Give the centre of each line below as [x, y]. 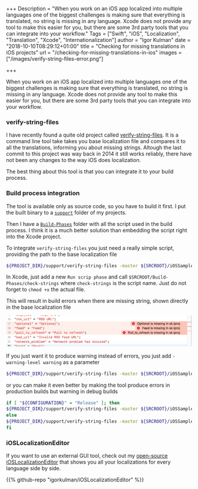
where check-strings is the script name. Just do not [123, 283]
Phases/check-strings [33, 284]
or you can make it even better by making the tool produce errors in [88, 385]
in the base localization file [39, 307]
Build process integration [43, 193]
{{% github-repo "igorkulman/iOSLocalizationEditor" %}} [75, 480]
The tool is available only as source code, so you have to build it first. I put [96, 206]
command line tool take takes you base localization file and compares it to [96, 141]
